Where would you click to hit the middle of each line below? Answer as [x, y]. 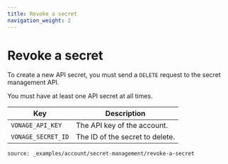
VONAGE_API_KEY [36, 125]
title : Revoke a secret [42, 14]
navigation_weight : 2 [39, 20]
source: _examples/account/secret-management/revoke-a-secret [101, 154]
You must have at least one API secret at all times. [80, 96]
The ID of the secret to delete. [125, 137]
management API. [33, 83]
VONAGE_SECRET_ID [40, 137]
